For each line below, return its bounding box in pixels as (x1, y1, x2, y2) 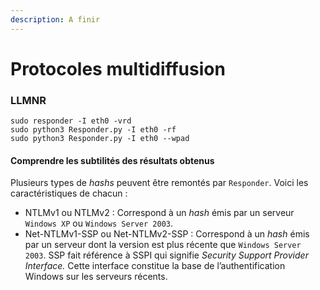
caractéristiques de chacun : (10, 187, 128, 200)
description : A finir (10, 14, 101, 25)
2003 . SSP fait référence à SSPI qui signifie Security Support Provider (24, 249, 309, 261)
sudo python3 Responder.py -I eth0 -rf (10, 125, 177, 135)
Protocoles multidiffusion (10, 57, 226, 80)
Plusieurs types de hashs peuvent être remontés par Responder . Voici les (10, 177, 309, 189)
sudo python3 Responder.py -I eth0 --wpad (10, 134, 190, 144)
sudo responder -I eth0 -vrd (10, 116, 132, 126)
